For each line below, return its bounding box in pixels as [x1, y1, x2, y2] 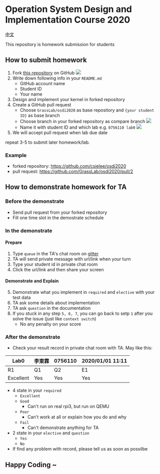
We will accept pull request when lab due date [12, 129, 108, 136]
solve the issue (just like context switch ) [12, 316, 96, 322]
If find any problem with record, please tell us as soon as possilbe [12, 446, 148, 452]
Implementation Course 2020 [5, 14, 130, 26]
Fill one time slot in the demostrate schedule [12, 214, 104, 221]
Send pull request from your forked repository [12, 209, 107, 215]
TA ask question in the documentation [12, 305, 91, 311]
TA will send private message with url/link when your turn [12, 256, 131, 262]
